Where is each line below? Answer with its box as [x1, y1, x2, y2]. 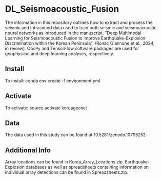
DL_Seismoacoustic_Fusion [5, 3, 120, 15]
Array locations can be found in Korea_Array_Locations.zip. [5, 159, 124, 165]
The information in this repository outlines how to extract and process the [5, 20, 153, 25]
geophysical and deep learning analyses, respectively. [5, 50, 115, 57]
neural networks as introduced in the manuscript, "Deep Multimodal [5, 30, 141, 36]
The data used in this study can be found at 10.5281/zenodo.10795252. [5, 132, 147, 138]
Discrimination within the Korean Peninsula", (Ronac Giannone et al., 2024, [5, 40, 155, 46]
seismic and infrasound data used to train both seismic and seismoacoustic [5, 24, 157, 30]
